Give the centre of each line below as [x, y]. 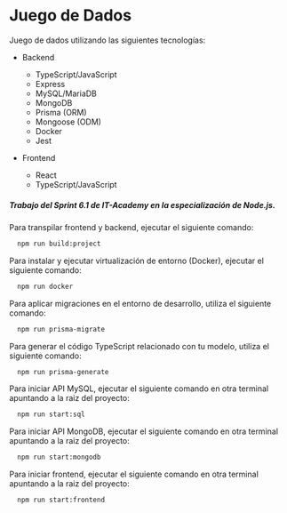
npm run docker [45, 286]
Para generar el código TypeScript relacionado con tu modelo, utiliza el [139, 346]
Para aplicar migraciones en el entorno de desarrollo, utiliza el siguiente [140, 303]
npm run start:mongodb [59, 457]
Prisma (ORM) [61, 112]
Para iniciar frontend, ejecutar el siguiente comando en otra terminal [134, 474]
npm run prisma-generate [63, 372]
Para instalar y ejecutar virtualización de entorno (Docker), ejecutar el [137, 261]
